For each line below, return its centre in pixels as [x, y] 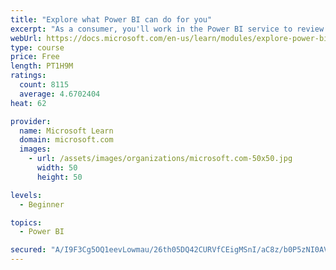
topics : [26, 222]
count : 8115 [44, 85]
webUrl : [26, 38]
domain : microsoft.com [66, 140]
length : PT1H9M [42, 66]
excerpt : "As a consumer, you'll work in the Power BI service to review [167, 29]
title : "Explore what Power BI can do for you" [111, 19]
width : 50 [57, 168]
